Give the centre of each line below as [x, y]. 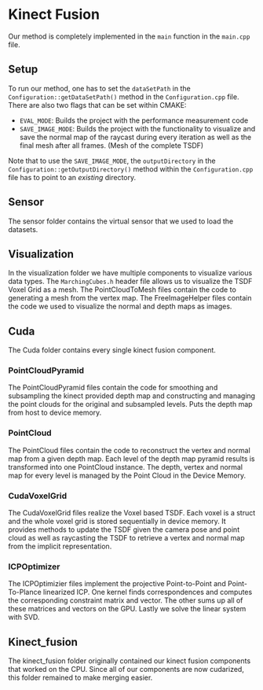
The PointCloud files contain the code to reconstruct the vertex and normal [130, 450]
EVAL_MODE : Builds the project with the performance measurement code [134, 120]
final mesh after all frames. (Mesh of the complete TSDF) [111, 145]
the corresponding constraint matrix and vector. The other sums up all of [126, 600]
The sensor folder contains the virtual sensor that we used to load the [121, 221]
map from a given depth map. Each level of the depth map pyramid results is [131, 459]
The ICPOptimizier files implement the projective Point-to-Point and [117, 584]
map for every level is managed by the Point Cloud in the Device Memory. [127, 475]
